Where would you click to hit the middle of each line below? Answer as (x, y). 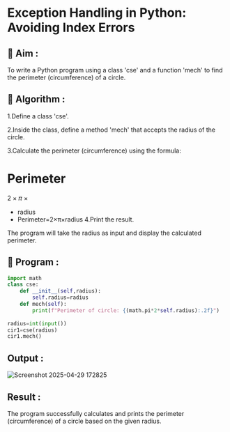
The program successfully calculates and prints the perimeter (96, 413)
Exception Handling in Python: (97, 13)
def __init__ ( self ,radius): (60, 291)
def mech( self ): (44, 304)
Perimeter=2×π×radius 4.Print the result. (76, 219)
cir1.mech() (24, 337)
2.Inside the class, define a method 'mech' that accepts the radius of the (112, 130)
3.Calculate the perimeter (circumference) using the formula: (94, 151)
